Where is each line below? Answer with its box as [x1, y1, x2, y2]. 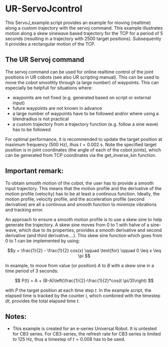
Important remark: [5, 166, 64, 176]
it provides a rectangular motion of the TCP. [5, 41, 96, 47]
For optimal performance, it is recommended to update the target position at [5, 136, 162, 142]
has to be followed [12, 126, 51, 132]
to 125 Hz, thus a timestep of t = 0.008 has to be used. [12, 336, 125, 342]
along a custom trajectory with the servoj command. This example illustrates [5, 25, 163, 31]
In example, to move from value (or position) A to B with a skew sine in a [5, 262, 154, 268]
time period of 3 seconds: [5, 268, 59, 274]
